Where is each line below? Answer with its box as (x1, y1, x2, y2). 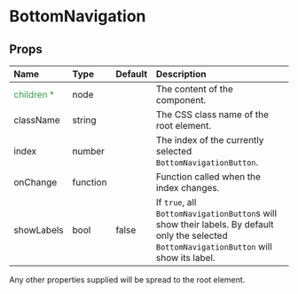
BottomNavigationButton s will (155, 207, 278, 219)
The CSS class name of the (155, 108, 269, 121)
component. (155, 94, 207, 106)
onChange (13, 176, 58, 188)
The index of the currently (155, 134, 264, 146)
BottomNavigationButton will (155, 241, 272, 252)
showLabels (13, 224, 64, 236)
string (72, 114, 97, 126)
